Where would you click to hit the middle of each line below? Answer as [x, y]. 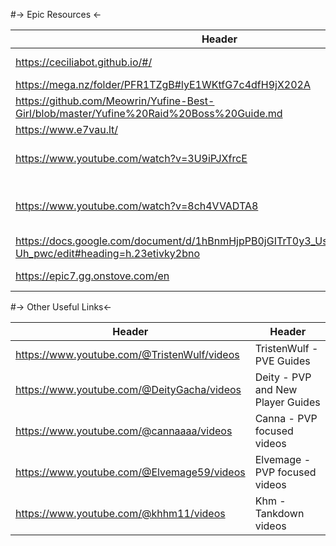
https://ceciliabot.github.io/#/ [84, 62]
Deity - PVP [283, 377]
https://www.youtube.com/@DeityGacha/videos [128, 389]
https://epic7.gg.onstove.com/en [92, 276]
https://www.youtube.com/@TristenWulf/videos [127, 354]
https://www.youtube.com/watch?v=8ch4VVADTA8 [137, 206]
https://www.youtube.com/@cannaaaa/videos [124, 431]
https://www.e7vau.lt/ [67, 129]
